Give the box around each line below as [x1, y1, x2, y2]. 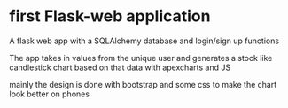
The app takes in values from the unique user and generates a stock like [9, 52, 273, 63]
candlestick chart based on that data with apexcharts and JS [9, 62, 231, 73]
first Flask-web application [9, 6, 211, 27]
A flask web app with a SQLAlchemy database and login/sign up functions [9, 35, 280, 46]
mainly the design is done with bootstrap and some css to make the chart [9, 79, 277, 89]
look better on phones [9, 89, 90, 99]
